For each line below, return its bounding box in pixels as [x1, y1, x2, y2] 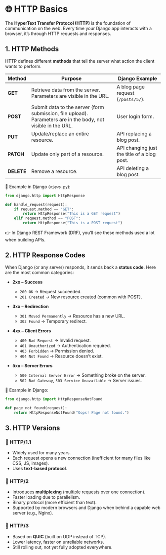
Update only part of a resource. [31, 151, 104, 158]
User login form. [116, 113, 154, 119]
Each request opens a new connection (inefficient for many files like [12, 455, 151, 461]
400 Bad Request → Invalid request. [19, 337, 91, 343]
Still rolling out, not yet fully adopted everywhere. [12, 544, 113, 550]
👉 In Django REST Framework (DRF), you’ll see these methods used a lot [5, 230, 155, 236]
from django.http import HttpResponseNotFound [5, 396, 103, 401]
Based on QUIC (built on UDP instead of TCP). [12, 533, 106, 539]
